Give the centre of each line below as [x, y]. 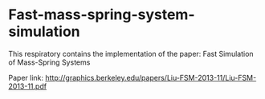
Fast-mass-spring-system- [102, 15]
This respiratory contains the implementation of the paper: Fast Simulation [131, 53]
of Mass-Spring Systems [49, 62]
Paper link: [26, 77]
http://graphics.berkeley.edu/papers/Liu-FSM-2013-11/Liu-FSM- [151, 77]
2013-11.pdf [27, 86]
